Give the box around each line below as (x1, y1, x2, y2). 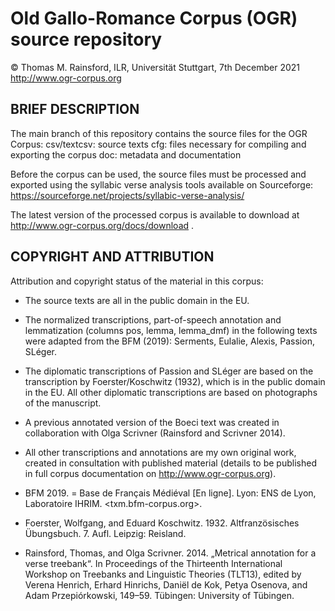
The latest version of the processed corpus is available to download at (10, 208, 300, 221)
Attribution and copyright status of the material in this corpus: (10, 275, 264, 287)
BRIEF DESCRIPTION (10, 101, 140, 118)
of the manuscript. (24, 397, 102, 409)
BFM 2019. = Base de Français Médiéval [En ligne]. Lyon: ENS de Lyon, (24, 487, 317, 499)
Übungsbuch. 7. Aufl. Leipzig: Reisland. (24, 527, 187, 539)
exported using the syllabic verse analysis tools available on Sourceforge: (10, 178, 314, 191)
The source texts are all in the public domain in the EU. (24, 294, 250, 306)
